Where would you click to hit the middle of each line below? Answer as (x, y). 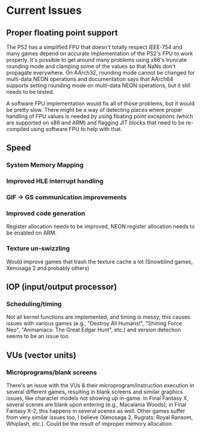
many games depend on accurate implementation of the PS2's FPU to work (100, 54)
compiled (18, 129)
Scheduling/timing (34, 304)
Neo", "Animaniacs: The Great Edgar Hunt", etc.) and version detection (94, 330)
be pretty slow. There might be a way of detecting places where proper (94, 110)
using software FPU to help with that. (76, 129)
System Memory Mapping (45, 165)
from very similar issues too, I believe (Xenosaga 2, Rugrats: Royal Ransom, (100, 417)
